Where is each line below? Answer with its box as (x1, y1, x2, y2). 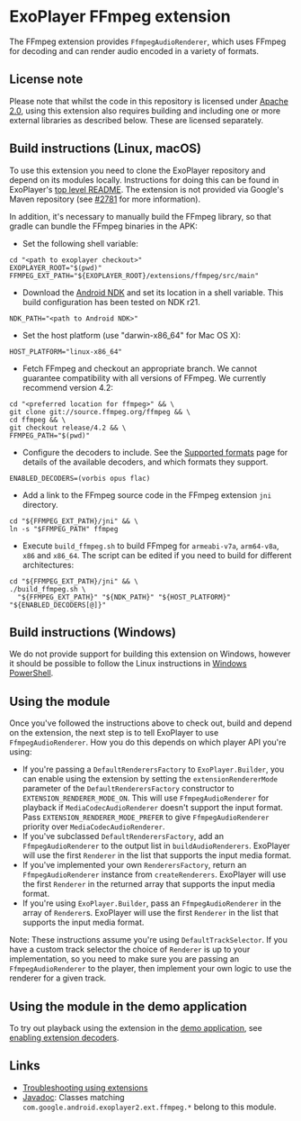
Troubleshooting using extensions (22, 1082, 148, 1093)
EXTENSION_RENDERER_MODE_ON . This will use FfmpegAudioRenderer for (22, 792, 270, 803)
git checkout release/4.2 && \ (9, 423, 127, 432)
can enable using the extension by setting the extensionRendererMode (22, 773, 279, 784)
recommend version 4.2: (22, 382, 114, 393)
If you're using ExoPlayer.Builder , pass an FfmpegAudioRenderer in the (22, 898, 281, 909)
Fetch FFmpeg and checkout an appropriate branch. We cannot (22, 363, 258, 374)
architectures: (22, 559, 75, 570)
